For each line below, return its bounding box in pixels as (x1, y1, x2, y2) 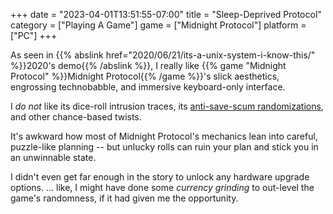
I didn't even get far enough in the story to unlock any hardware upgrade (10, 171, 310, 183)
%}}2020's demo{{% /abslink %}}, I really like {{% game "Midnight (10, 60, 287, 71)
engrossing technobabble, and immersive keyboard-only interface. (10, 81, 286, 93)
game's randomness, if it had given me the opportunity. (10, 192, 239, 204)
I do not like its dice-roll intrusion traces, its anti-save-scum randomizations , (10, 100, 324, 112)
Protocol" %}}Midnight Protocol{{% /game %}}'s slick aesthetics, (10, 70, 280, 82)
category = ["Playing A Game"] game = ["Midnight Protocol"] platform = (10, 19, 307, 31)
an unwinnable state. (10, 152, 97, 163)
